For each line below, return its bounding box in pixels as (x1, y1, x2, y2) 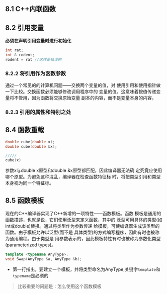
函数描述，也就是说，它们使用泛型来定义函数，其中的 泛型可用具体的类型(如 (5, 217, 162, 223)
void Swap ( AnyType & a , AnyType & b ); (5, 257, 82, 262)
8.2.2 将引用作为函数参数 (5, 70, 66, 77)
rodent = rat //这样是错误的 (5, 57, 62, 62)
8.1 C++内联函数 (5, 5, 56, 14)
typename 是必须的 (12, 272, 49, 278)
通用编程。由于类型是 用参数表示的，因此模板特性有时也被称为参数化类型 (9, 236, 161, 242)
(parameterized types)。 (5, 242, 56, 248)
